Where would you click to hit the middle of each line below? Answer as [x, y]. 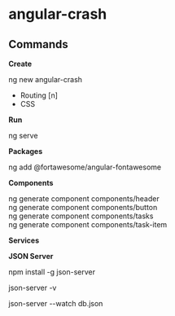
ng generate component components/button [83, 207]
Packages [26, 151]
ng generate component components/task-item [88, 224]
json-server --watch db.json [56, 303]
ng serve [23, 136]
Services [24, 240]
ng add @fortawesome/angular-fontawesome [85, 167]
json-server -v [33, 287]
